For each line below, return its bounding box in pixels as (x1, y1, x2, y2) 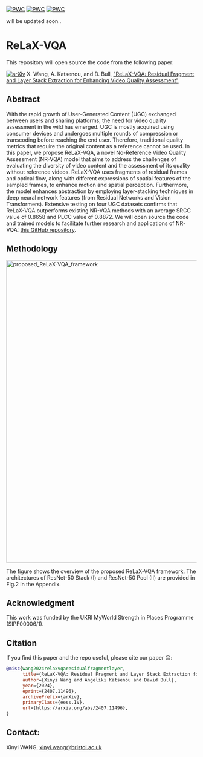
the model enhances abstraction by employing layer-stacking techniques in (6, 188, 194, 195)
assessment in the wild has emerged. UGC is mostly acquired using (6, 123, 174, 130)
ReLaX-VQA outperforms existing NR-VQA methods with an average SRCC (6, 206, 192, 214)
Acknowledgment (6, 598, 75, 608)
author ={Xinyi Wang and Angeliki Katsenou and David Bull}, (22, 677, 177, 683)
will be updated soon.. (6, 18, 62, 24)
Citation (6, 638, 37, 648)
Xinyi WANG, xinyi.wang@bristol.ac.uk (6, 743, 102, 750)
